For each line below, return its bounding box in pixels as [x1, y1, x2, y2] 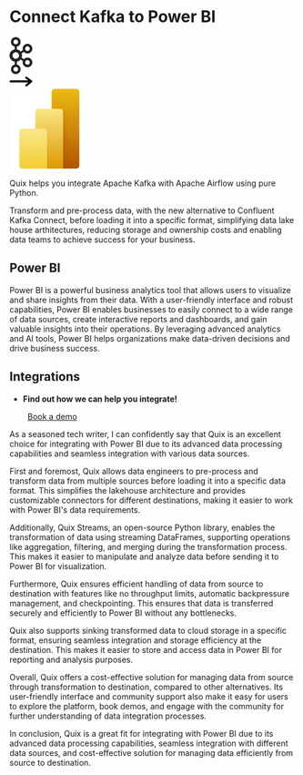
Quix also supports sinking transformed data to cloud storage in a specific [9, 625, 288, 636]
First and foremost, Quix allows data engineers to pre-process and [9, 465, 259, 476]
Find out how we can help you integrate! [22, 393, 177, 404]
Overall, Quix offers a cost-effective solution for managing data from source [9, 671, 294, 682]
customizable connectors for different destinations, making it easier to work [9, 495, 294, 505]
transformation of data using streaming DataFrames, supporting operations [9, 531, 291, 543]
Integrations [9, 369, 80, 384]
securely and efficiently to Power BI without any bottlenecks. [9, 607, 237, 618]
